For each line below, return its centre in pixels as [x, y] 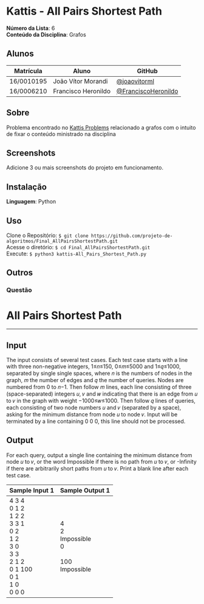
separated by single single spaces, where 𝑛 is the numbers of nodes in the [99, 374]
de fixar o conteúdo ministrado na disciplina [61, 134]
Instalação [27, 187]
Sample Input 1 [32, 490]
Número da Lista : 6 [31, 28]
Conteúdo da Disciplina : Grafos [46, 34]
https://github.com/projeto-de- [132, 236]
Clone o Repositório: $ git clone [48, 235]
